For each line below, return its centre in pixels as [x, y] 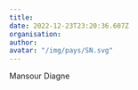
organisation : [36, 34]
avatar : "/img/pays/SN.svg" [61, 51]
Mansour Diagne [40, 76]
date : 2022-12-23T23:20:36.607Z [69, 26]
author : [24, 42]
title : [21, 17]
